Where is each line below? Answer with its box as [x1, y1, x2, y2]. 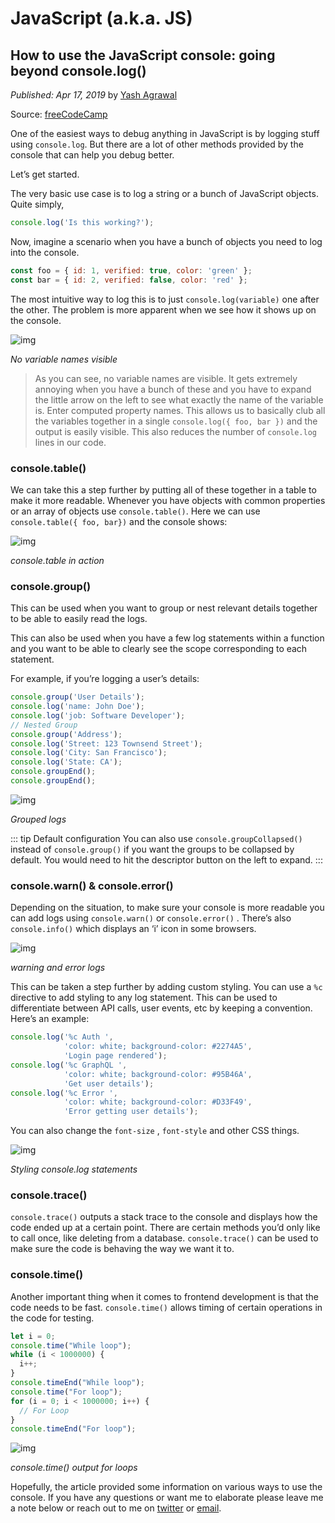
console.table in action [10, 554, 105, 566]
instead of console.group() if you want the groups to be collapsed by [10, 843, 295, 855]
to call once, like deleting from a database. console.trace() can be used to [10, 1232, 319, 1244]
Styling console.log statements [10, 1163, 138, 1176]
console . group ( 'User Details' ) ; [10, 692, 145, 702]
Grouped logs [10, 813, 67, 825]
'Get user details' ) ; [63, 1078, 155, 1089]
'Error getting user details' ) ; [63, 1107, 199, 1117]
